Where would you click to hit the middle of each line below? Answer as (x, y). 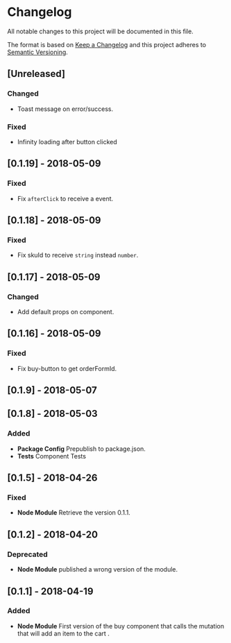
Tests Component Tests (52, 456)
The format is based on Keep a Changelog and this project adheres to (107, 44)
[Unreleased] (36, 74)
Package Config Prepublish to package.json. (81, 449)
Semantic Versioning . (37, 52)
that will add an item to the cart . (63, 633)
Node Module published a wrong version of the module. (97, 569)
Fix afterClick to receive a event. (65, 198)
